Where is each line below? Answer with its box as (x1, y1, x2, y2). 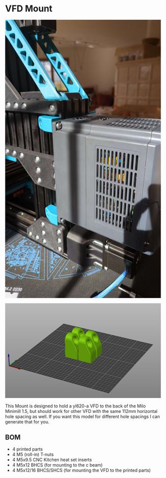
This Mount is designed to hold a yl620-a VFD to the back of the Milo (5, 403, 146, 409)
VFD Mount (5, 3, 53, 14)
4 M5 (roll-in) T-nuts (12, 452, 54, 458)
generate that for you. (5, 418, 49, 425)
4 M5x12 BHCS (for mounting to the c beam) (12, 462, 103, 468)
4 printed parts (12, 446, 43, 452)
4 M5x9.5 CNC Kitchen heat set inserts (12, 457, 92, 463)
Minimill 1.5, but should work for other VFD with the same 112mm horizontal (5, 408, 158, 414)
